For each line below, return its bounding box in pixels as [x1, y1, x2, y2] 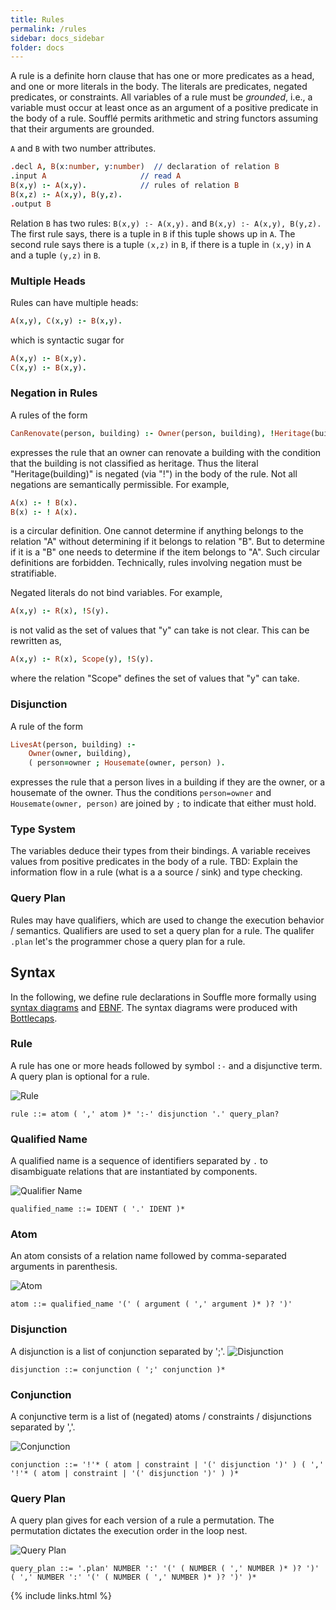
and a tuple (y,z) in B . [10, 249, 101, 261]
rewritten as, [10, 635, 62, 647]
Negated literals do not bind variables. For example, [10, 587, 223, 599]
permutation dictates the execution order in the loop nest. [10, 1525, 248, 1537]
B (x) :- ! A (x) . [10, 507, 78, 517]
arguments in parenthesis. [10, 1261, 118, 1273]
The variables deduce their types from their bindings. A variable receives [10, 845, 311, 857]
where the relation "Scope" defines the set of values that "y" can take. [10, 672, 300, 685]
